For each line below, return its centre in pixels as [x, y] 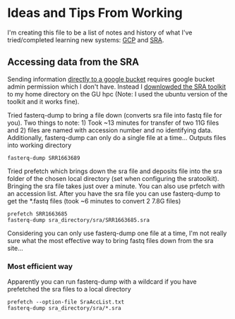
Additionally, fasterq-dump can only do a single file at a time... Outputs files [117, 137]
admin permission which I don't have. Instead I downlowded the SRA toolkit [117, 87]
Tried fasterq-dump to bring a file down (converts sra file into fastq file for [115, 115]
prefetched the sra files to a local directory [70, 289]
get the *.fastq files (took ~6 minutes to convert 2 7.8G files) [94, 201]
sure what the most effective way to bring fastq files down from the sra [110, 240]
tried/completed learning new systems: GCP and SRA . [86, 39]
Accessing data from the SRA [73, 62]
